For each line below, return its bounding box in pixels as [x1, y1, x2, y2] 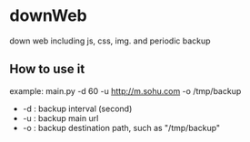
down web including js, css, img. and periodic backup [9, 35, 211, 46]
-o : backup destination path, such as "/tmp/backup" [22, 122, 221, 133]
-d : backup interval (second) [22, 103, 133, 114]
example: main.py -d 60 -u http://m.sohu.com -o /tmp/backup [9, 85, 242, 96]
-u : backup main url [22, 112, 99, 123]
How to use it [9, 62, 85, 77]
